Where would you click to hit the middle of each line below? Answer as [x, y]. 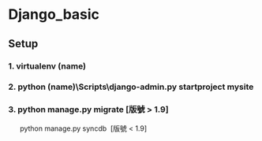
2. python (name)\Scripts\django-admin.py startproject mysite [131, 87]
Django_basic [54, 15]
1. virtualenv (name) [47, 66]
